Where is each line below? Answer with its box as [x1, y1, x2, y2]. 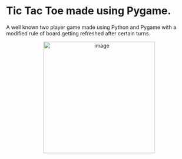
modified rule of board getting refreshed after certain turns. [6, 29, 151, 37]
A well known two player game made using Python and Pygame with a [6, 24, 177, 31]
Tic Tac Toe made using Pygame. [6, 4, 171, 18]
